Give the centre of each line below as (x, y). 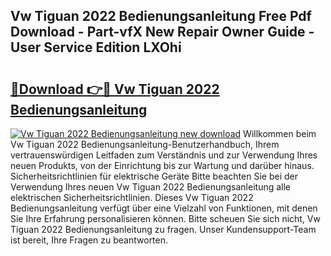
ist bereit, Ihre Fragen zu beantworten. (89, 240)
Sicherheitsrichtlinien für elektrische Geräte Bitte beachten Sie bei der (154, 176)
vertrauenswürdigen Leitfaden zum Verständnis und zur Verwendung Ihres (164, 155)
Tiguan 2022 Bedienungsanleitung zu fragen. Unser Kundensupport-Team (163, 229)
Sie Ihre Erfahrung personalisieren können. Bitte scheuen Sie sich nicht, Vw (165, 218)
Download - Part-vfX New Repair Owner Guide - (162, 32)
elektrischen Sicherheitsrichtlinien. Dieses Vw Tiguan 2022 (132, 197)
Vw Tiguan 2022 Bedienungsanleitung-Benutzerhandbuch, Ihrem (145, 144)
